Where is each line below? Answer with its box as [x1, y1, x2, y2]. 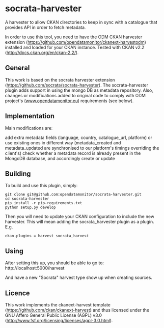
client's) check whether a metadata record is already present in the [5, 150, 141, 156]
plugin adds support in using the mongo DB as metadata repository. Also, [5, 87, 153, 93]
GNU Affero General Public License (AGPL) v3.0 [5, 312, 102, 318]
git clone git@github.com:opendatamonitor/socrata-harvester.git [5, 192, 141, 197]
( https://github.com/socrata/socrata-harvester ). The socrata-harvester [5, 82, 149, 88]
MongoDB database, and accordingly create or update [5, 155, 115, 161]
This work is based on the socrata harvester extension [5, 77, 115, 82]
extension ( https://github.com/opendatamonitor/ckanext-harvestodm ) [5, 39, 146, 45]
